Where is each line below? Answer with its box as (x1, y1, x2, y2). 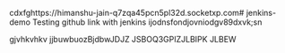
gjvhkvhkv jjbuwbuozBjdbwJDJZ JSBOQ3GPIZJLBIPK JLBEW (9, 34, 237, 44)
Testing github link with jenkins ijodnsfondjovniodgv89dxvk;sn (32, 17, 263, 27)
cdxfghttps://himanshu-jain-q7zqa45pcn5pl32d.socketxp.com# (9, 8, 245, 18)
